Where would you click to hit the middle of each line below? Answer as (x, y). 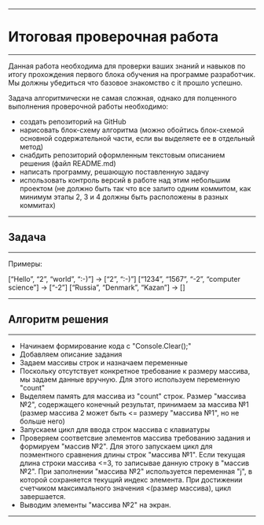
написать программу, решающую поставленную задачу (114, 172)
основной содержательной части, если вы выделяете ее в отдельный (137, 138)
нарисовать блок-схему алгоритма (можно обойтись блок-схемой (132, 130)
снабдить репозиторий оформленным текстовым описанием (122, 155)
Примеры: (26, 264)
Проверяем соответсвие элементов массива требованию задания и (135, 438)
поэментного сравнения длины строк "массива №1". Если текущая (132, 454)
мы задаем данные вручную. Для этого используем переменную (130, 379)
